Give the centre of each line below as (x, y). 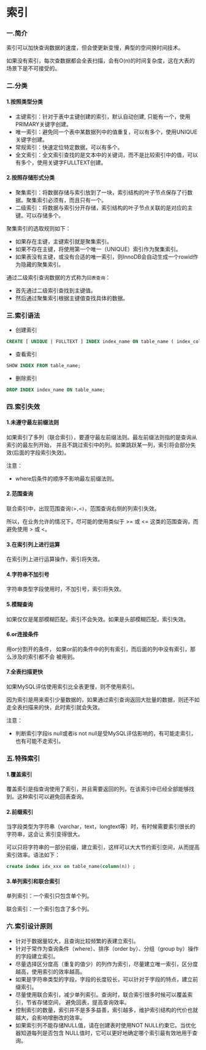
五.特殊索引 (23, 759)
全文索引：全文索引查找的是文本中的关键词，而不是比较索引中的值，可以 (106, 154)
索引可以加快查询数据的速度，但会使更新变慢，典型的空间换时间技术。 (95, 48)
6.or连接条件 (22, 634)
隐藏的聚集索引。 (42, 264)
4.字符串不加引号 (28, 574)
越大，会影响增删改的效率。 (50, 1018)
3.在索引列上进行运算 (33, 544)
